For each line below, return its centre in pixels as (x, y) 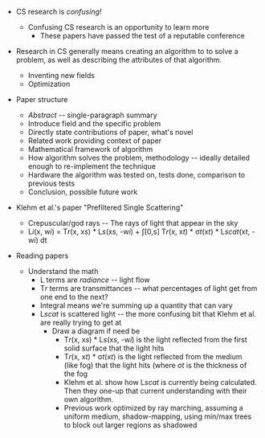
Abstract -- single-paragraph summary (93, 115)
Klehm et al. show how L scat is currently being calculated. (160, 382)
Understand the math (63, 271)
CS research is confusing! (59, 12)
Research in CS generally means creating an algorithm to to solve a (127, 51)
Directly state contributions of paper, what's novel (110, 132)
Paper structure (42, 99)
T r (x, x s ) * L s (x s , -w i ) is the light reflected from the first (155, 340)
